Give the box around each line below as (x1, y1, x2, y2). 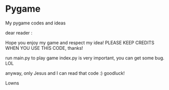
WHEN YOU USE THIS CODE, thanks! (5, 45, 83, 51)
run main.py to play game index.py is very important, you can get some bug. (5, 54, 165, 61)
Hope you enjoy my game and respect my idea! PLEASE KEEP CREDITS (5, 39, 155, 46)
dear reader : (5, 29, 33, 36)
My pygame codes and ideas (5, 20, 66, 26)
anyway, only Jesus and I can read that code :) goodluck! (5, 70, 125, 76)
